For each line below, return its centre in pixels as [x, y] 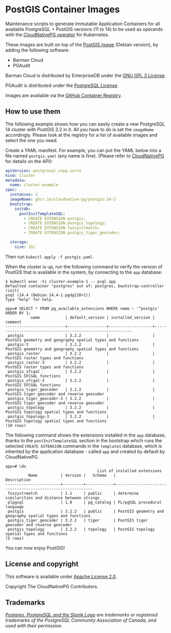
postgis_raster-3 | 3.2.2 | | [81, 363]
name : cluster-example [34, 185]
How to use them [33, 112]
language [15, 507]
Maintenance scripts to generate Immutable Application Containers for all [83, 24]
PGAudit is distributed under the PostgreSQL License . [62, 85]
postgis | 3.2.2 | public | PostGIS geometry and [86, 511]
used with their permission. [34, 626]
